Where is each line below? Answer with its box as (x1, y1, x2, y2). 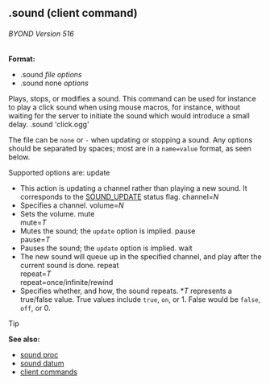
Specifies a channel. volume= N (19, 200, 124, 210)
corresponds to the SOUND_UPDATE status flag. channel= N (19, 192, 219, 201)
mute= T (19, 217, 47, 227)
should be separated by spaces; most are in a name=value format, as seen (8, 143, 252, 153)
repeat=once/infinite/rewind (19, 277, 114, 287)
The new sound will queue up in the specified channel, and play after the (19, 251, 262, 261)
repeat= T (19, 269, 52, 279)
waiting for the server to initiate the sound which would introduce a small (8, 110, 250, 120)
